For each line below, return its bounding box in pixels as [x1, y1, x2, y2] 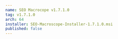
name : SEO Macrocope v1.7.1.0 [5, 7, 70, 13]
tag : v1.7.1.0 [5, 12, 36, 17]
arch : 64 [5, 17, 24, 22]
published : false [5, 26, 42, 31]
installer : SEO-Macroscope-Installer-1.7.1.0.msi [5, 21, 113, 27]
